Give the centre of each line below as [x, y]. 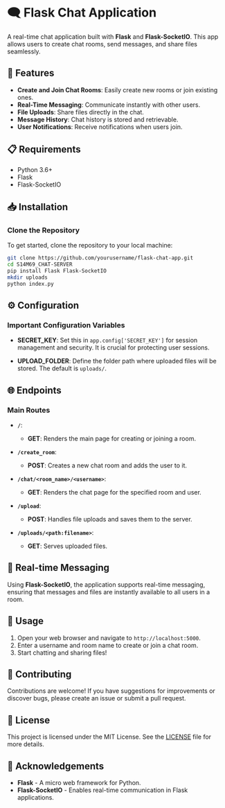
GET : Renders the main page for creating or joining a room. [111, 438]
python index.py [30, 284]
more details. [26, 744]
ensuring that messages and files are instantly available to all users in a [109, 592]
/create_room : [37, 452]
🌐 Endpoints [35, 390]
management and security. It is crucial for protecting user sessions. [113, 347]
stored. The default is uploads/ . [62, 368]
